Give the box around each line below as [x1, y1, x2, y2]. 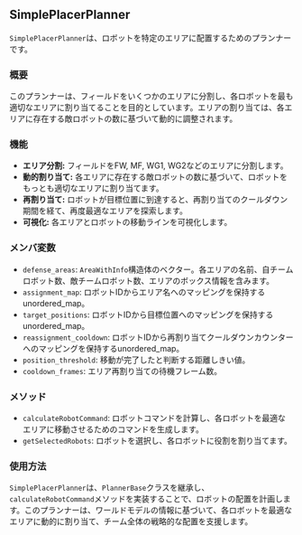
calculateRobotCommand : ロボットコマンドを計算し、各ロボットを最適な [22, 413, 287, 423]
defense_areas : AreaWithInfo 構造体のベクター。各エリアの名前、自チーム [22, 264, 294, 275]
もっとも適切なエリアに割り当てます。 [22, 183, 164, 193]
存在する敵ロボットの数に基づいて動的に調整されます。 [32, 113, 238, 125]
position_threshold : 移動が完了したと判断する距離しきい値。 [22, 354, 251, 365]
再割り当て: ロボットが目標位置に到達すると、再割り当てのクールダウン [22, 194, 288, 205]
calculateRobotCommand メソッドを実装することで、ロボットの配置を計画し [9, 493, 284, 504]
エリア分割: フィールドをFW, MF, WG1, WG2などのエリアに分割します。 [22, 160, 288, 171]
